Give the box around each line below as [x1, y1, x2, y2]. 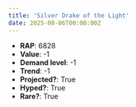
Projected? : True [19, 75, 76, 84]
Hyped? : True [19, 82, 66, 92]
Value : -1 [19, 49, 50, 59]
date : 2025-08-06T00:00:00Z [8, 19, 102, 27]
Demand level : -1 [19, 57, 77, 67]
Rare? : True [19, 91, 59, 101]
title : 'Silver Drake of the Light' [8, 11, 130, 20]
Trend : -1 [19, 66, 50, 75]
